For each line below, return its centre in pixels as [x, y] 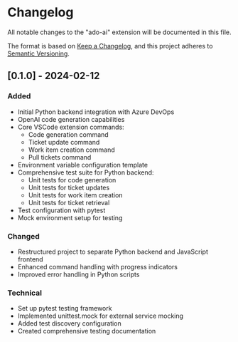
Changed [24, 236]
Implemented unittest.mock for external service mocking [100, 316]
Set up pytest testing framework [65, 309]
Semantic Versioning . [38, 53]
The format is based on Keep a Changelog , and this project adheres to [110, 46]
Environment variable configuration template [82, 165]
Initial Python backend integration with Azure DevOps [96, 112]
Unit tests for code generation [72, 180]
